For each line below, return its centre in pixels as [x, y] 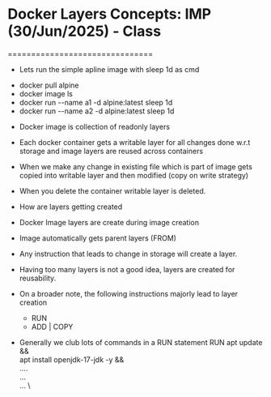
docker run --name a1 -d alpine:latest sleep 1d [96, 102]
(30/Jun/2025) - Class [85, 31]
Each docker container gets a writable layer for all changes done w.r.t [135, 142]
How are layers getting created [71, 207]
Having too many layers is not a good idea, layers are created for [127, 269]
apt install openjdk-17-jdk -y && [72, 359]
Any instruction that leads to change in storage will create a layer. [128, 254]
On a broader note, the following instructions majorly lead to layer [129, 293]
